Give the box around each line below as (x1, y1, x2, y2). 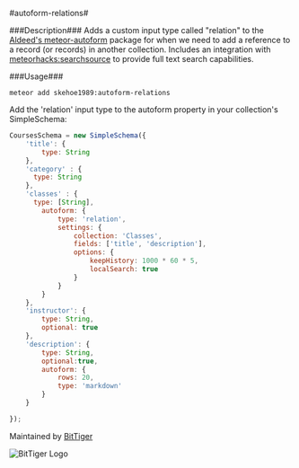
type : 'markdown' (57, 382, 123, 391)
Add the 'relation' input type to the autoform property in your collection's (9, 104, 278, 115)
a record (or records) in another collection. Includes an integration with (9, 44, 271, 55)
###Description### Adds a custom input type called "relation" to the (9, 25, 265, 35)
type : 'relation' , (57, 215, 127, 224)
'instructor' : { (25, 306, 87, 315)
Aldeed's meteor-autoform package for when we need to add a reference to (9, 35, 291, 45)
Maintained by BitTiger (9, 430, 93, 441)
